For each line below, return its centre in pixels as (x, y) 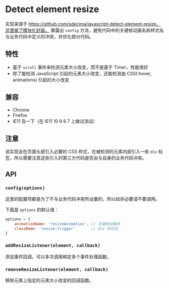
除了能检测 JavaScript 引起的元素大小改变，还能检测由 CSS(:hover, (82, 73)
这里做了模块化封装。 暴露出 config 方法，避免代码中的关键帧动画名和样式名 (84, 30)
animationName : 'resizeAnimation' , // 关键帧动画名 (67, 224)
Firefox (20, 115)
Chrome (21, 110)
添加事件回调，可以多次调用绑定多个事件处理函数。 (58, 257)
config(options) (25, 188)
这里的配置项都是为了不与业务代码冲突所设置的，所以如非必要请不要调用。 (82, 199)
